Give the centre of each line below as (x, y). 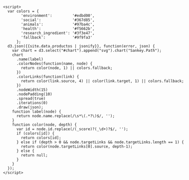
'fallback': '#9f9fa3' (57, 37)
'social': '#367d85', (58, 20)
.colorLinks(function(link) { (48, 77)
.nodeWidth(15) (32, 90)
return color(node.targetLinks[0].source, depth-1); (77, 147)
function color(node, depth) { (44, 125)
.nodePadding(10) (34, 94)
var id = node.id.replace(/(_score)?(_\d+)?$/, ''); (72, 129)
